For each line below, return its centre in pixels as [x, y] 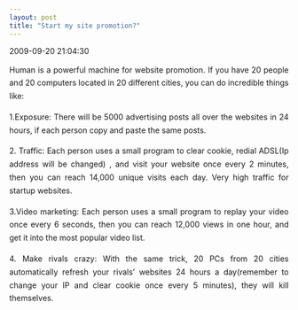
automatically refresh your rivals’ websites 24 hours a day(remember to [149, 272]
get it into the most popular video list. [77, 238]
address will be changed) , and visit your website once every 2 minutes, [149, 164]
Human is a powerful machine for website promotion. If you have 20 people [149, 70]
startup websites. [41, 190]
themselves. [31, 298]
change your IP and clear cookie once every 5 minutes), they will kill [149, 285]
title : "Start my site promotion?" [75, 26]
